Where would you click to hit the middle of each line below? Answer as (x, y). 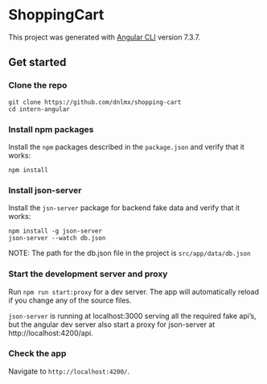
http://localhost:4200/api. (51, 332)
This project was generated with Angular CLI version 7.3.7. (105, 37)
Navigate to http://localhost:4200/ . (69, 371)
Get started (37, 62)
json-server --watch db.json (57, 238)
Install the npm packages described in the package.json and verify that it (127, 147)
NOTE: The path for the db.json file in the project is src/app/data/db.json (129, 253)
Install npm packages (51, 129)
